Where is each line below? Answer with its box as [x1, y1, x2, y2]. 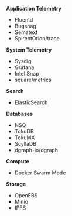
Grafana [14, 64, 35, 71]
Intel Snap [14, 70, 39, 77]
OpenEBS [14, 192, 38, 198]
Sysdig [14, 58, 32, 64]
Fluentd [14, 16, 33, 23]
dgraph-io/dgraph [14, 146, 59, 153]
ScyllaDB [14, 140, 37, 147]
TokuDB [14, 128, 34, 135]
